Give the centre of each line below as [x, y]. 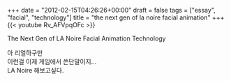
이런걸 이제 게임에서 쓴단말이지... [52, 61]
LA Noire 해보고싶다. [36, 70]
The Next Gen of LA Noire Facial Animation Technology [87, 38]
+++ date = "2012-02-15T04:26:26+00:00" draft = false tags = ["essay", [112, 10]
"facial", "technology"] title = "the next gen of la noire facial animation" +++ [116, 17]
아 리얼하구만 [25, 53]
